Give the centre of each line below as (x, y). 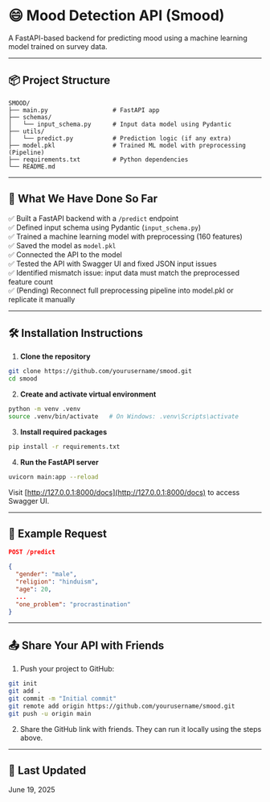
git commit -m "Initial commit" (62, 699)
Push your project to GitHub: (67, 669)
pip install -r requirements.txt (64, 447)
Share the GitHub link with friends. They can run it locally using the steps (141, 729)
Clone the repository (55, 356)
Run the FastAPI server (59, 462)
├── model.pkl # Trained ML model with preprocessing (127, 145)
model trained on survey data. (58, 46)
